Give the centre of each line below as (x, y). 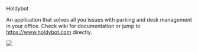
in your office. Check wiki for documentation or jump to (73, 26)
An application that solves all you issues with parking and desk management (99, 20)
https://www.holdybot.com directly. (49, 32)
